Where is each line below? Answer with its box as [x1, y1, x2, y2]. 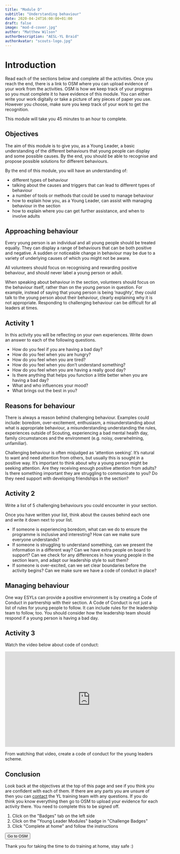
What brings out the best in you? [12, 388, 78, 394]
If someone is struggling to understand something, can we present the [12, 541, 153, 548]
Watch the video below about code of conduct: [5, 642, 99, 648]
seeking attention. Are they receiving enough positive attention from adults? [5, 465, 157, 471]
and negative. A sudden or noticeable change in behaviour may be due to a [5, 250, 155, 256]
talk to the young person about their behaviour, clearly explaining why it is [5, 295, 153, 300]
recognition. [5, 106, 29, 112]
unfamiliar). [5, 440, 28, 446]
